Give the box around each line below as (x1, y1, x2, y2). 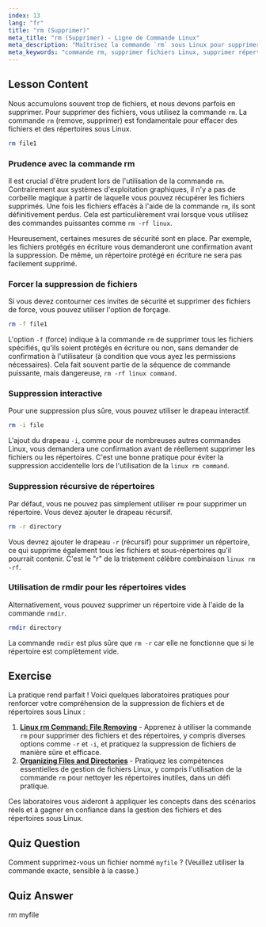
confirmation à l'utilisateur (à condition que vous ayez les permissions (8, 352, 236, 361)
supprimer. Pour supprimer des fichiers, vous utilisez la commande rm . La (8, 107, 248, 116)
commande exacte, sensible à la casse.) (8, 866, 139, 875)
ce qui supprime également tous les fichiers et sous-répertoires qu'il (8, 545, 232, 555)
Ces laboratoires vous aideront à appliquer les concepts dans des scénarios (8, 797, 256, 807)
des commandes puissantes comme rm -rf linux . (8, 218, 173, 227)
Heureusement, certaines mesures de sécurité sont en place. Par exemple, (8, 233, 252, 242)
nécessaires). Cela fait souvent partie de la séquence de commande (8, 360, 231, 369)
